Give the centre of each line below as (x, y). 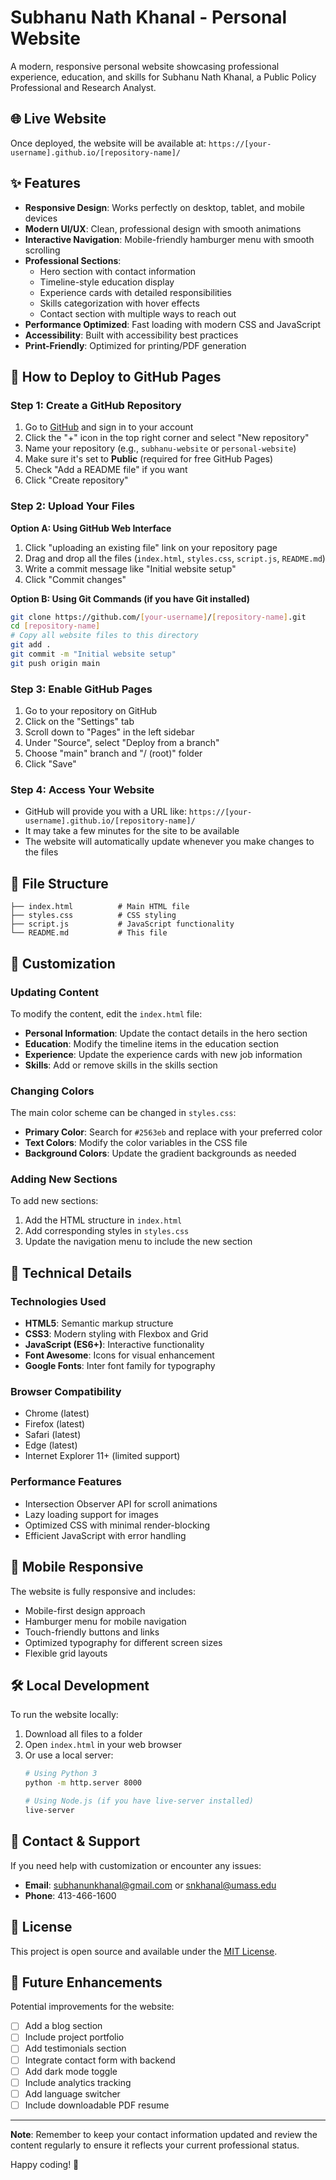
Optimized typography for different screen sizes (123, 1642)
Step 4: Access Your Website (82, 790)
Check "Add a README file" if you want (106, 470)
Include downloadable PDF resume (97, 2105)
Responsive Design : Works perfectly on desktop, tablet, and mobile (164, 207)
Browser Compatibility (66, 1392)
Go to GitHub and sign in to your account (109, 427)
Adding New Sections (64, 1179)
